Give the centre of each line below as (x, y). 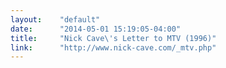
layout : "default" (55, 19)
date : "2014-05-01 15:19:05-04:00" (96, 29)
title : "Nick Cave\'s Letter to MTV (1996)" (113, 38)
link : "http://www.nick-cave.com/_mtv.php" (113, 47)
